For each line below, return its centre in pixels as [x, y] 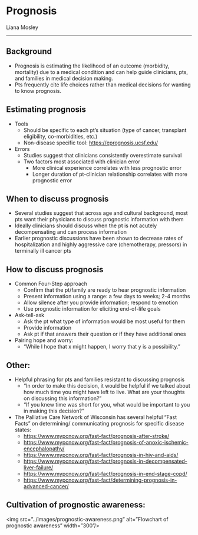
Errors [22, 149]
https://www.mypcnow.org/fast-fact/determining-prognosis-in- [100, 480]
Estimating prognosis [46, 110]
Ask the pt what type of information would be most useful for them [104, 321]
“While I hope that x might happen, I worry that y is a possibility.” [102, 347]
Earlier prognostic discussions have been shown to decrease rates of [99, 239]
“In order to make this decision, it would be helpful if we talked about [107, 386]
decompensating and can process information [71, 232]
